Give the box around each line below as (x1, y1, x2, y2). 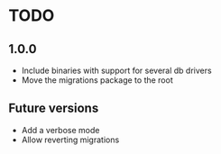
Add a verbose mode (21, 124, 100, 135)
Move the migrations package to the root (21, 75, 173, 86)
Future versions (8, 101, 99, 116)
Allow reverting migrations (21, 134, 120, 145)
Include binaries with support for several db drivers (21, 65, 213, 76)
